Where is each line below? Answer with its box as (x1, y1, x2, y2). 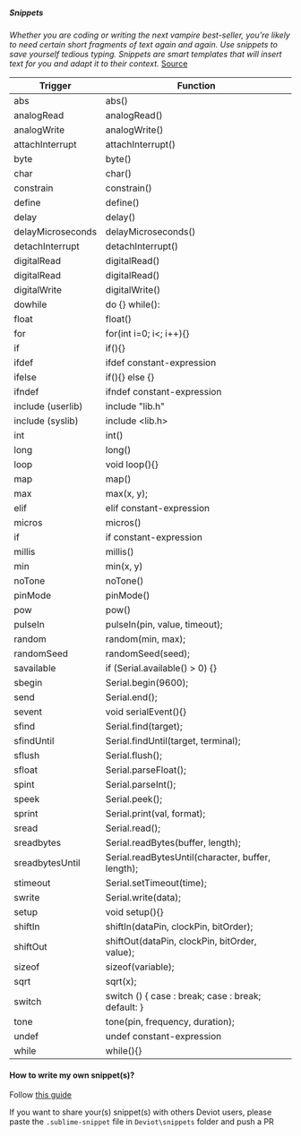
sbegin (13, 676, 43, 688)
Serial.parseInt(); (105, 778, 176, 790)
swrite (13, 891, 40, 903)
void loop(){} (105, 457, 159, 470)
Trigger (39, 79, 72, 91)
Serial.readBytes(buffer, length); (105, 836, 242, 849)
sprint (13, 807, 39, 819)
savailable (13, 662, 56, 674)
